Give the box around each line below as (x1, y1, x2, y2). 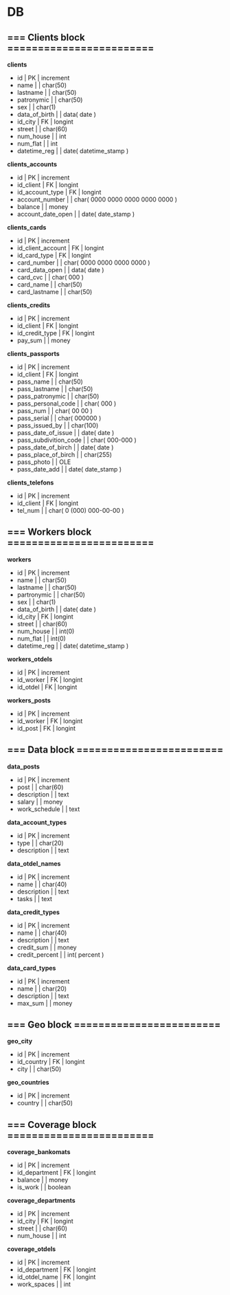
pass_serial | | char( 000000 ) (16, 414, 102, 422)
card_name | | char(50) (16, 280, 82, 289)
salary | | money (16, 797, 63, 806)
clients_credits (7, 301, 50, 309)
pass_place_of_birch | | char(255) (16, 451, 112, 458)
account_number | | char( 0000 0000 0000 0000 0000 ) (16, 195, 177, 203)
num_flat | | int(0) (16, 634, 67, 643)
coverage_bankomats (7, 1148, 71, 1156)
